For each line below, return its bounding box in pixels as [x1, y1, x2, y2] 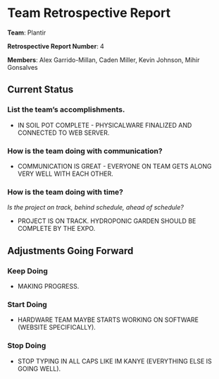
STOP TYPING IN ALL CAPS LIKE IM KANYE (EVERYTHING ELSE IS [17, 356, 213, 365]
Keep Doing [7, 266, 48, 276]
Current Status [7, 83, 74, 96]
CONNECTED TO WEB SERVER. [17, 128, 110, 137]
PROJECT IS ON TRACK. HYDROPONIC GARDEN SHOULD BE [17, 217, 196, 225]
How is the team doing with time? [7, 187, 124, 197]
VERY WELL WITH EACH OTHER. [17, 169, 114, 178]
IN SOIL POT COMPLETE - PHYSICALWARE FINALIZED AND [17, 121, 192, 129]
